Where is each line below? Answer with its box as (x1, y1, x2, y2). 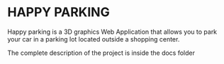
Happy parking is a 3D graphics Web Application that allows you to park (7, 27, 218, 36)
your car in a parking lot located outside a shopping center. (7, 34, 180, 43)
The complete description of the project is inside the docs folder (7, 49, 195, 57)
